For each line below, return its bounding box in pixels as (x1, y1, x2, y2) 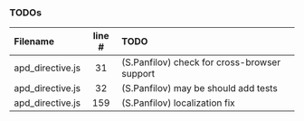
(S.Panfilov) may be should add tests (121, 82, 278, 95)
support (121, 68, 156, 80)
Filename (14, 35, 54, 48)
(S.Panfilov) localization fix (121, 97, 235, 109)
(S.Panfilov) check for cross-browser (121, 56, 281, 69)
